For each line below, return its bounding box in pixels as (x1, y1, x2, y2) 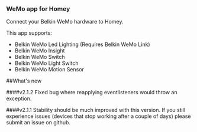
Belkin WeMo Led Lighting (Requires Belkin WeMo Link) (14, 41, 150, 48)
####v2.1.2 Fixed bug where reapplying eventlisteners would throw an (6, 89, 177, 96)
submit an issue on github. (6, 119, 71, 126)
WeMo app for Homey (6, 5, 70, 13)
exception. (6, 95, 32, 102)
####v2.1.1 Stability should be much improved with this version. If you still (6, 107, 185, 114)
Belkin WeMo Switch (14, 54, 65, 61)
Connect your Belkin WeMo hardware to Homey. (6, 18, 124, 25)
